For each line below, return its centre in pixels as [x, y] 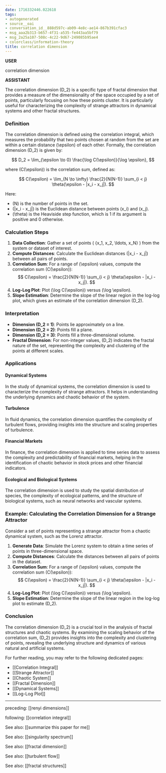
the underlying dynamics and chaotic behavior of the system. [67, 397]
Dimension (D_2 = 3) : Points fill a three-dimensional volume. [74, 335]
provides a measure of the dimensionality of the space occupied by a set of [82, 95]
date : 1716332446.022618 [31, 10]
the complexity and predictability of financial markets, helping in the [74, 457]
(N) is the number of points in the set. [50, 203]
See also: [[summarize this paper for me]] [47, 727]
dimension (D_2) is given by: [34, 150]
